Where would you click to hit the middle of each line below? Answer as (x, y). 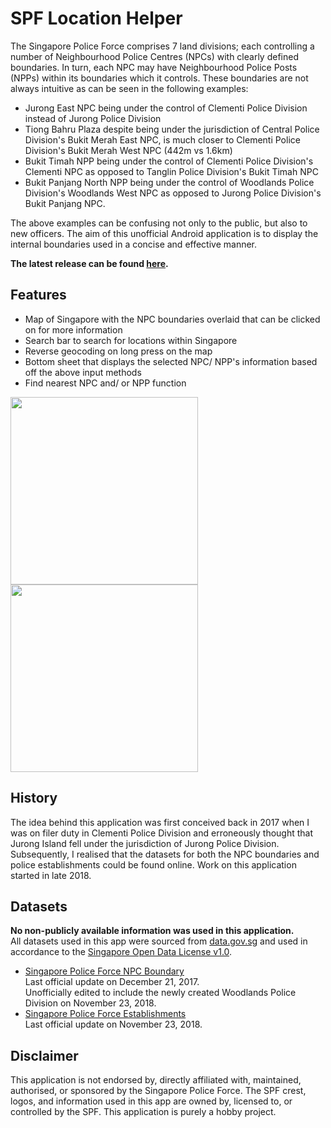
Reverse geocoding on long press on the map (118, 351)
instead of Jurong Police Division (93, 118)
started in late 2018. (51, 875)
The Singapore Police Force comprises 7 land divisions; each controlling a (162, 46)
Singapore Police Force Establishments (105, 1014)
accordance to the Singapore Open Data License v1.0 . (121, 952)
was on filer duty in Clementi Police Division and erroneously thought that (162, 833)
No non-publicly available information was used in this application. (152, 931)
